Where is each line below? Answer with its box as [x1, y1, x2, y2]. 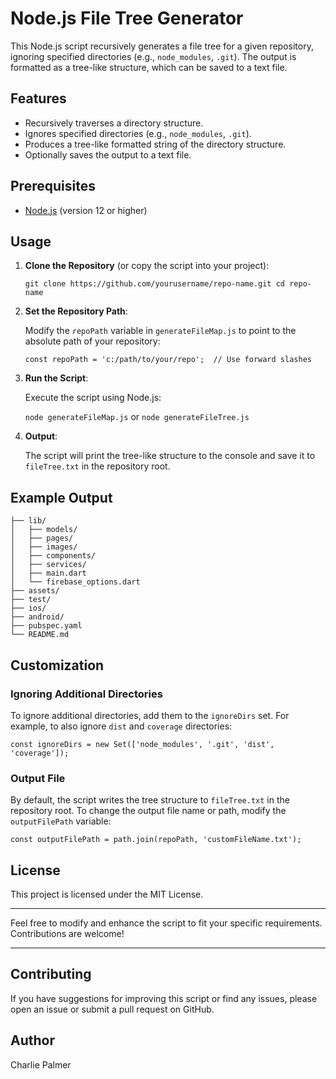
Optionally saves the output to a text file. [24, 148, 192, 161]
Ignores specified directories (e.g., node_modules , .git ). [24, 127, 252, 139]
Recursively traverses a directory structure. [24, 117, 204, 129]
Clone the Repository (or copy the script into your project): [24, 260, 270, 272]
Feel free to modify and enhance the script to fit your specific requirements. [10, 917, 323, 929]
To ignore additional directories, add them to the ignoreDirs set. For [10, 709, 290, 721]
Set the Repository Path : [24, 305, 128, 317]
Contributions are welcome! [10, 927, 125, 939]
